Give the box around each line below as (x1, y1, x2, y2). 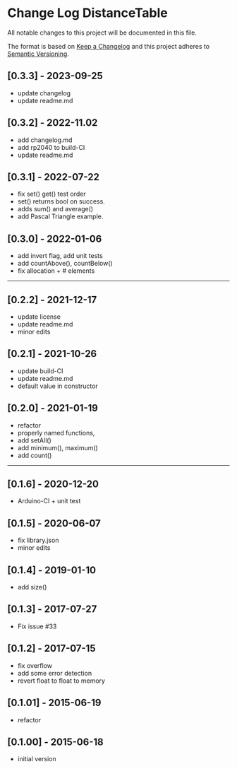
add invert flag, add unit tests (17, 252, 104, 260)
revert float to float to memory (17, 676, 106, 685)
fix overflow (17, 661, 53, 669)
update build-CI (17, 366, 63, 375)
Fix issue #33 (17, 622, 57, 630)
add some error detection (17, 669, 92, 677)
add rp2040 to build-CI (17, 143, 85, 151)
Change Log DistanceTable (7, 5, 168, 21)
